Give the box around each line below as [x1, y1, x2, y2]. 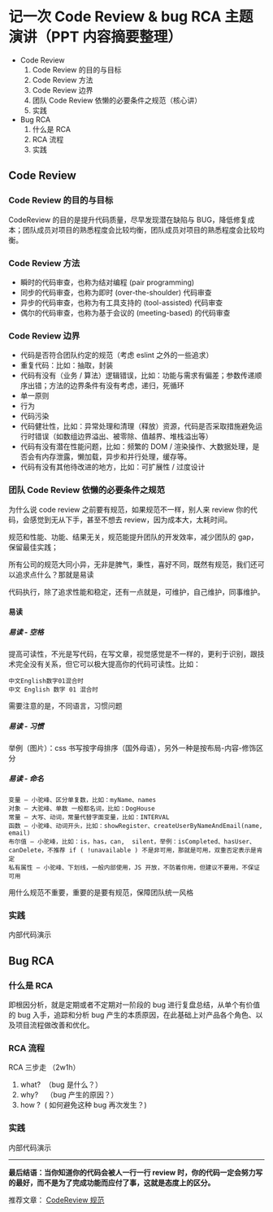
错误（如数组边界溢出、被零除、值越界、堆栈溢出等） [34, 432, 213, 442]
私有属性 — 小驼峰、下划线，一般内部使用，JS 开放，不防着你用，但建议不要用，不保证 [8, 864, 260, 872]
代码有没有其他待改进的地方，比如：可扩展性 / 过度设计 [19, 462, 206, 472]
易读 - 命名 [8, 774, 45, 783]
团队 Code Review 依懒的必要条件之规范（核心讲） [32, 95, 202, 105]
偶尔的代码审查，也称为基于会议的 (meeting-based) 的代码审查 [19, 307, 231, 317]
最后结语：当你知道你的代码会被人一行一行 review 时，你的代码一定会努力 [8, 1167, 256, 1177]
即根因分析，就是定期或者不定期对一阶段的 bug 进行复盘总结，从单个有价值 [8, 1000, 261, 1009]
